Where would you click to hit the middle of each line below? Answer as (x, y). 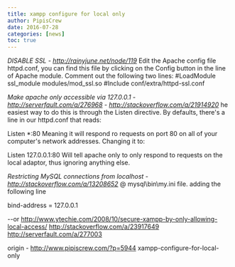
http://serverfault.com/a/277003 (55, 234)
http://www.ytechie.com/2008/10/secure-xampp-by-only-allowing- (119, 219)
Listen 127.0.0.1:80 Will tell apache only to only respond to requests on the (115, 155)
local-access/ (27, 227)
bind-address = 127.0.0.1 (43, 205)
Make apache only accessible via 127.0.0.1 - (72, 98)
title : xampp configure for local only (66, 14)
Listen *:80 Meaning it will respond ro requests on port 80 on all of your (113, 134)
